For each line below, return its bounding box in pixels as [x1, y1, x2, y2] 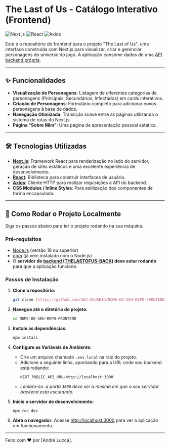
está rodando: [20, 365, 50, 371]
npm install [12, 335, 38, 340]
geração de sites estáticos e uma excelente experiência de [12, 163, 136, 169]
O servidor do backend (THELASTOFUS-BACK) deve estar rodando [12, 258, 157, 264]
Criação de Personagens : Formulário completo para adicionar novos [12, 100, 157, 107]
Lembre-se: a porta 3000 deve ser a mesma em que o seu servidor [20, 383, 159, 389]
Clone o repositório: [12, 287, 56, 293]
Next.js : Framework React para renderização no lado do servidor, [12, 158, 150, 164]
